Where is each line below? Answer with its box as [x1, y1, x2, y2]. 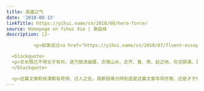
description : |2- [6, 32, 50, 38]
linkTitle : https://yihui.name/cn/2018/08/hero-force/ [6, 20, 148, 26]
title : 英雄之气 [6, 8, 44, 15]
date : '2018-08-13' [6, 15, 56, 21]
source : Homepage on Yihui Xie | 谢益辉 [6, 25, 107, 32]
